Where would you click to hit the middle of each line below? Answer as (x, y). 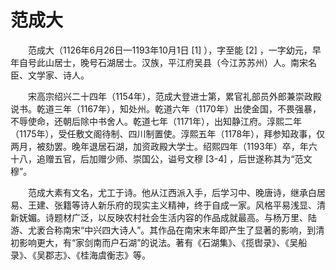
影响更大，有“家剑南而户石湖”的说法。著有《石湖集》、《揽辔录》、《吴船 (163, 242)
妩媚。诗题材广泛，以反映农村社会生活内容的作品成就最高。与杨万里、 (163, 217)
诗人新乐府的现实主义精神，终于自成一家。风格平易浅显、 (198, 205)
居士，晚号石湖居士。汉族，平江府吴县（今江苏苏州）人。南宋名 (185, 62)
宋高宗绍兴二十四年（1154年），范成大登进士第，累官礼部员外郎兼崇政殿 (174, 96)
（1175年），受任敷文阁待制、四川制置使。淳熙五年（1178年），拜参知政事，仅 (168, 133)
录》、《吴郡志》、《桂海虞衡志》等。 (80, 255)
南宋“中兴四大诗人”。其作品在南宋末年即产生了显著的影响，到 (189, 230)
